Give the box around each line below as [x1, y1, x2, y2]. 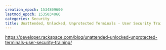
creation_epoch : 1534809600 [5, 7, 63, 12]
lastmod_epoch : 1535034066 [5, 12, 61, 17]
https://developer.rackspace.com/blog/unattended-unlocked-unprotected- [5, 34, 158, 40]
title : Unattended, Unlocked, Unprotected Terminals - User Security [5, 21, 152, 26]
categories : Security [5, 16, 50, 21]
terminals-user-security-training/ [5, 40, 72, 46]
